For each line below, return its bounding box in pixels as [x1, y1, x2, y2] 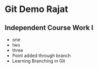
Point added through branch [12, 52, 71, 58]
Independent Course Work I [5, 23, 93, 32]
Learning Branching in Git [12, 58, 65, 63]
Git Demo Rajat [5, 3, 69, 15]
